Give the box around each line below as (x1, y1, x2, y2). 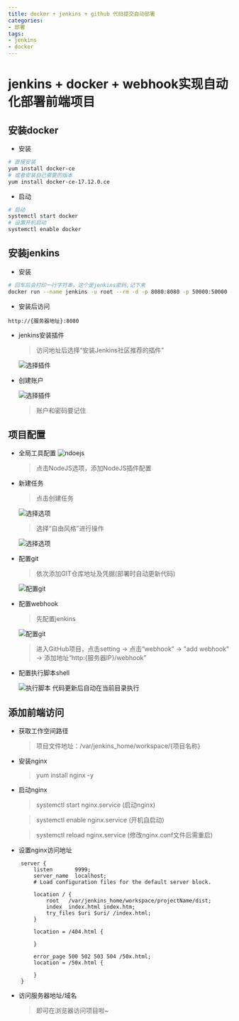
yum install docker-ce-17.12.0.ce (8, 178, 111, 185)
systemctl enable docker (8, 226, 82, 233)
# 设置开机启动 (8, 219, 47, 227)
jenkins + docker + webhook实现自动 (8, 76, 228, 92)
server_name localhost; (33, 873, 107, 880)
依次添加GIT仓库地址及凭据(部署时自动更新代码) (35, 569, 176, 578)
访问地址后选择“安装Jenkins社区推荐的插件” (35, 345, 165, 355)
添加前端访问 (8, 706, 65, 718)
